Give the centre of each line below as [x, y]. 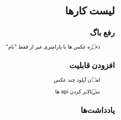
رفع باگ [102, 33]
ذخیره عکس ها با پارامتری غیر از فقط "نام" [53, 46]
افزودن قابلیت [92, 66]
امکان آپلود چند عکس [77, 79]
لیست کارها [90, 11]
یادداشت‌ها [98, 110]
